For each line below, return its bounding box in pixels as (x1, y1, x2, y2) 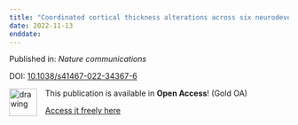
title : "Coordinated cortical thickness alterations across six (9, 12, 252, 22)
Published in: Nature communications (9, 54, 147, 65)
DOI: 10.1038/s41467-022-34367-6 (9, 71, 137, 82)
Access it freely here (44, 105, 122, 116)
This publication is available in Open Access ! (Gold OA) (44, 88, 248, 98)
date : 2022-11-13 (9, 21, 74, 30)
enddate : (9, 29, 42, 38)
